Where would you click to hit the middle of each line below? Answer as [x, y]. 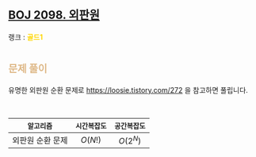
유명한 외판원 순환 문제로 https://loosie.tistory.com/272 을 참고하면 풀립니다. [128, 90]
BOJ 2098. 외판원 [54, 15]
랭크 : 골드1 [26, 36]
